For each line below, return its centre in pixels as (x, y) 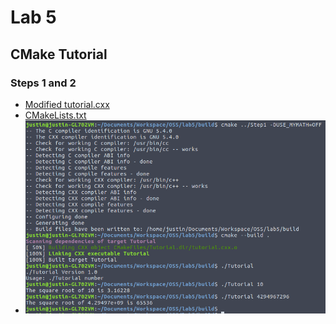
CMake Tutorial (59, 54)
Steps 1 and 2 (43, 83)
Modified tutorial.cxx (67, 104)
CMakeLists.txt (55, 115)
